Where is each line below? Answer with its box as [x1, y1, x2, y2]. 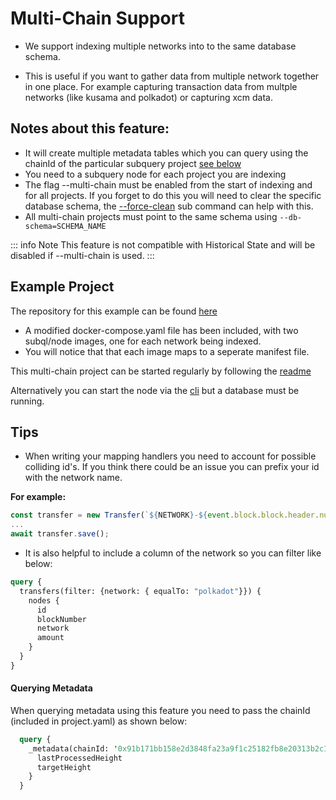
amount [36, 633, 65, 643]
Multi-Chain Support [10, 7, 185, 30]
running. [10, 395, 45, 407]
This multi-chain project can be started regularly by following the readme [10, 365, 312, 377]
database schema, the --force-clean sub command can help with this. [24, 200, 314, 212]
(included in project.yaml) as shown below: [10, 715, 188, 727]
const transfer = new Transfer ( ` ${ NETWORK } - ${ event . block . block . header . [10, 510, 320, 521]
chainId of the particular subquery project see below [24, 157, 242, 169]
